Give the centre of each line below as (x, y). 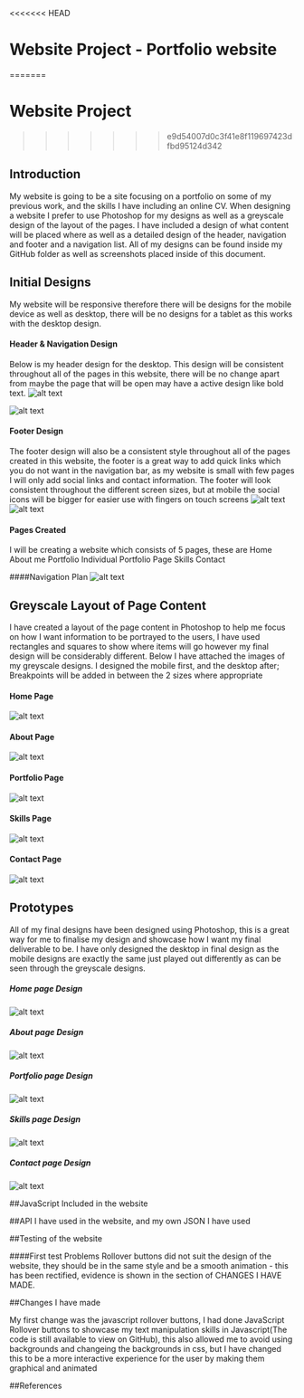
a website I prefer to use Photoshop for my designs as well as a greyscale (147, 215)
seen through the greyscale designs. (78, 968)
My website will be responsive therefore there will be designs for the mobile (151, 304)
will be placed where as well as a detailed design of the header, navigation (148, 234)
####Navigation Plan (49, 577)
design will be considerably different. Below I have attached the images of (147, 656)
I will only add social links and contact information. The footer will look (140, 480)
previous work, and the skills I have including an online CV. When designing (150, 205)
